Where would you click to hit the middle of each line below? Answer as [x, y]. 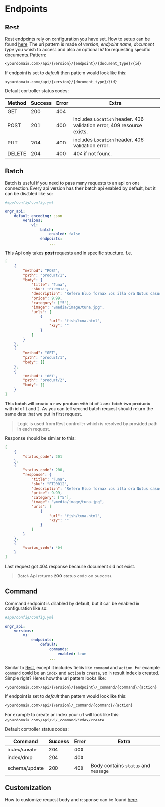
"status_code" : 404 [43, 548]
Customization [28, 788]
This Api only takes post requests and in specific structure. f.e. [69, 253]
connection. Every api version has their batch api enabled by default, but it [80, 188]
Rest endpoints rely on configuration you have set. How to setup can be [78, 39]
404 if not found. [92, 154]
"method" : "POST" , [41, 271]
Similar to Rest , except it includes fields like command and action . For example [82, 667]
